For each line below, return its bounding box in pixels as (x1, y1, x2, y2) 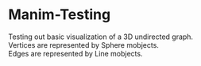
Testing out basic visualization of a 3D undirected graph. (8, 32, 193, 41)
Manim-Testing (8, 6, 111, 24)
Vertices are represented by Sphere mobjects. (8, 40, 159, 49)
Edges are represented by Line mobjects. (8, 49, 143, 58)
